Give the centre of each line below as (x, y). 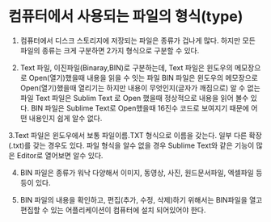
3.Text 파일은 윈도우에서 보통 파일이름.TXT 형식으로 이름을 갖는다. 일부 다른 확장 (135, 135)
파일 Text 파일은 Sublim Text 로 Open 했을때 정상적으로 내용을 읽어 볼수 (134, 98)
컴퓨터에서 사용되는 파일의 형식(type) (126, 17)
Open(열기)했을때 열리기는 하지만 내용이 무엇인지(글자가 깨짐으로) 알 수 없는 (140, 88)
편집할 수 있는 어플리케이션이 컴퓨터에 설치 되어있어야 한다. (113, 210)
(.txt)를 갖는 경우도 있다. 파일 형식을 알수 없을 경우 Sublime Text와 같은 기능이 (131, 145)
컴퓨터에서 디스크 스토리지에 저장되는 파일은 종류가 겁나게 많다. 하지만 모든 (138, 40)
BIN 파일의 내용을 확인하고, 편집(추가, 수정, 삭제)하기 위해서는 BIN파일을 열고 (141, 199)
